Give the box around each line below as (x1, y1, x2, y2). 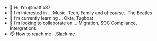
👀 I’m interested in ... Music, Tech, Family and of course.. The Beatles (9, 10, 152, 16)
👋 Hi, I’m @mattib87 (9, 5, 51, 10)
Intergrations (9, 25, 36, 31)
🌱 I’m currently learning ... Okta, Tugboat (9, 15, 94, 20)
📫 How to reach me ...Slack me (9, 31, 75, 37)
